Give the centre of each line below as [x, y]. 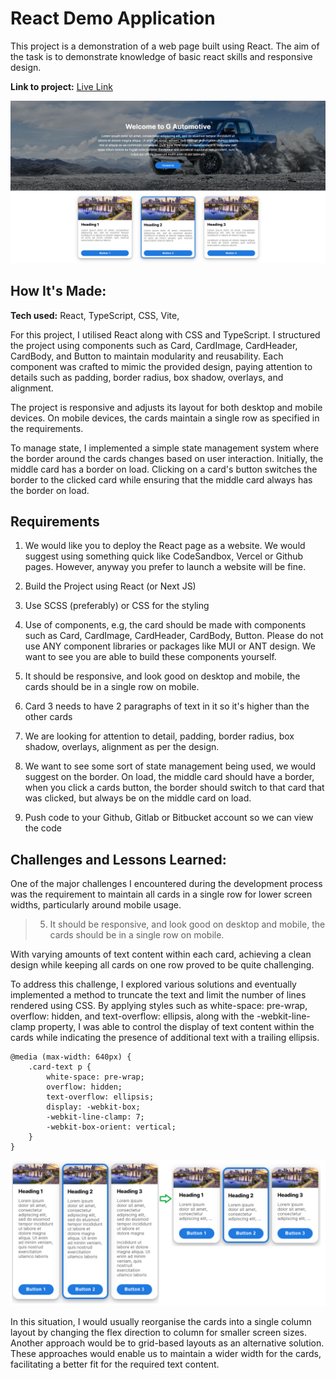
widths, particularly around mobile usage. [96, 905]
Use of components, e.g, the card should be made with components [165, 625]
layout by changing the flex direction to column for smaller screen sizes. [159, 1332]
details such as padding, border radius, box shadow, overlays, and [147, 377]
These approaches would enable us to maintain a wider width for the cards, [166, 1353]
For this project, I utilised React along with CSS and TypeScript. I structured [165, 334]
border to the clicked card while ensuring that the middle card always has [161, 479]
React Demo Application [113, 18]
